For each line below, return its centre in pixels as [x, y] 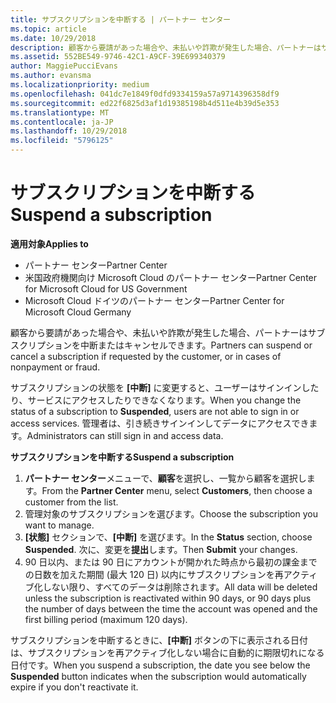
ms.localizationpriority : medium [80, 85]
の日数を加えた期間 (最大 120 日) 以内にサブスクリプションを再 [154, 574]
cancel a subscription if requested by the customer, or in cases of [146, 356]
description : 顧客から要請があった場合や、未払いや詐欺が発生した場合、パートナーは [166, 47]
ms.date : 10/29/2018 [53, 38]
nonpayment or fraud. [55, 367]
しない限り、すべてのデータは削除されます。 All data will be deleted [180, 587]
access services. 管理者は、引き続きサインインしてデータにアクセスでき [160, 423]
